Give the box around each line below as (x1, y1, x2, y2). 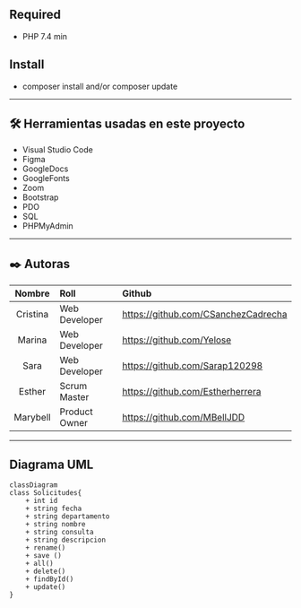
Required (9, 7, 61, 22)
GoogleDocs (21, 163, 69, 174)
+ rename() (25, 543, 66, 552)
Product (59, 405, 93, 418)
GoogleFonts (21, 173, 70, 184)
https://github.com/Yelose (122, 334, 232, 346)
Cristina (15, 308, 49, 321)
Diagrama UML (9, 456, 94, 472)
